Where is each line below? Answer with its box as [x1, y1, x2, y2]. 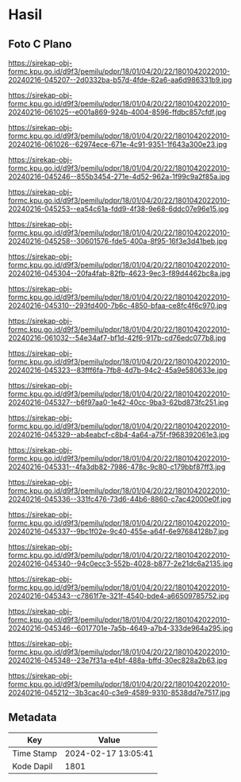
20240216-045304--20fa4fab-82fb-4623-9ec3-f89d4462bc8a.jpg [8, 268, 231, 278]
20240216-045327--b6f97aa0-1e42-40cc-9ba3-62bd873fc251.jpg [8, 398, 228, 406]
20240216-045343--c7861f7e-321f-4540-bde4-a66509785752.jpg [8, 591, 230, 600]
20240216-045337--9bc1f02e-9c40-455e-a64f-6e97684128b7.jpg [8, 526, 229, 536]
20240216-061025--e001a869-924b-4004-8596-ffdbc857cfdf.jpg [8, 107, 227, 117]
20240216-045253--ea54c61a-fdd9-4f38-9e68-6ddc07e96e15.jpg [8, 204, 229, 214]
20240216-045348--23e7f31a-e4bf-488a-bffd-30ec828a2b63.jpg [8, 656, 228, 665]
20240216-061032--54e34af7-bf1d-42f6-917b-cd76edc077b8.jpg [8, 333, 227, 342]
